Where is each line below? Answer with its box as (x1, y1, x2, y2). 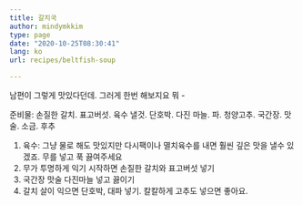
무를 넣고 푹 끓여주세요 (42, 151, 123, 162)
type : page (9, 30, 51, 39)
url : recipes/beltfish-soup (9, 56, 116, 65)
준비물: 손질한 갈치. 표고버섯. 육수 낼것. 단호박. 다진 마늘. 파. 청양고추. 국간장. (9, 109, 282, 119)
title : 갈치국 (9, 13, 57, 23)
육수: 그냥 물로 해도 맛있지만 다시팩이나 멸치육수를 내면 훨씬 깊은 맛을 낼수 (22, 140, 285, 150)
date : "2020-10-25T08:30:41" (9, 38, 120, 48)
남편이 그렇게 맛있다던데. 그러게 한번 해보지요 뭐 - (9, 90, 186, 100)
